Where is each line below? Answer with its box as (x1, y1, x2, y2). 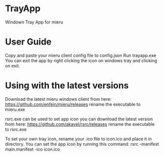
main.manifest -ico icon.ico (5, 146, 60, 152)
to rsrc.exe (5, 126, 27, 132)
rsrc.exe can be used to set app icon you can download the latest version (5, 116, 153, 122)
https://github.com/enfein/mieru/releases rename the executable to (5, 101, 141, 107)
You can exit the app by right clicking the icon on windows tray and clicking (5, 57, 158, 64)
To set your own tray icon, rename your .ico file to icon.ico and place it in (5, 135, 152, 142)
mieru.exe (5, 106, 25, 112)
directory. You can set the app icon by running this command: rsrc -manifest (5, 141, 159, 147)
